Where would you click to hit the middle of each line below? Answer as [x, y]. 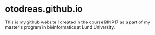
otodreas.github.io [44, 9]
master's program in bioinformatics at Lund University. [60, 27]
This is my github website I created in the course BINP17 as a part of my [78, 22]
